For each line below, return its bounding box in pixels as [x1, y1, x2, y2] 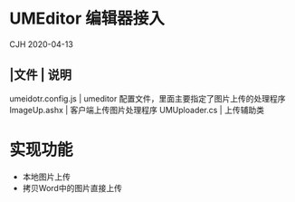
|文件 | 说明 [9, 67, 72, 82]
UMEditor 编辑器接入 [9, 8, 166, 29]
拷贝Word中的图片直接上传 [22, 182, 122, 193]
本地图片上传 [22, 171, 71, 182]
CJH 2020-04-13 [9, 38, 74, 50]
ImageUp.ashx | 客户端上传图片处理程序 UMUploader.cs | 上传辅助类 [9, 104, 265, 115]
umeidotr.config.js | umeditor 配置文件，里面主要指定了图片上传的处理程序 [9, 92, 286, 104]
